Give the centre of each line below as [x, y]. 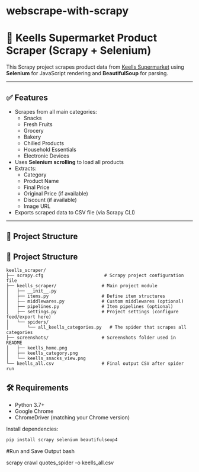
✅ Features [27, 97]
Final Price [36, 187]
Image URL [37, 206]
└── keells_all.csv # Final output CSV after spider [95, 364]
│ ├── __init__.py [32, 291]
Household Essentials [50, 149]
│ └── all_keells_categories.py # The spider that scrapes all [96, 327]
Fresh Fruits [38, 124]
